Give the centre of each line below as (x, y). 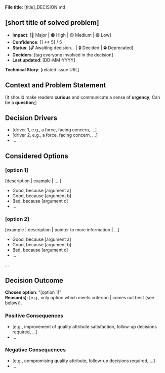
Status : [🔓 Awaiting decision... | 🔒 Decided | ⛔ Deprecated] (73, 48)
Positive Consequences (34, 316)
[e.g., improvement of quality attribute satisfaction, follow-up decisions (84, 326)
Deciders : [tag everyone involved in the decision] (63, 54)
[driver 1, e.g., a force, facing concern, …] (55, 130)
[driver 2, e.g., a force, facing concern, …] (55, 135)
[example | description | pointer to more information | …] (62, 230)
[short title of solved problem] (52, 23)
